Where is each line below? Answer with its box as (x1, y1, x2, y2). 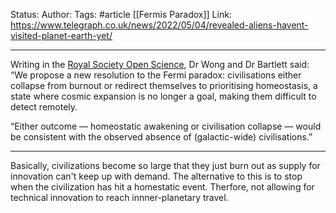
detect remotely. (10, 101, 78, 113)
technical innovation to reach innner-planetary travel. (10, 192, 229, 203)
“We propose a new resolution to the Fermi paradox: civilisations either (10, 69, 302, 81)
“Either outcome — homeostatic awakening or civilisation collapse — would (10, 120, 322, 132)
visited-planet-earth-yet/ (10, 30, 113, 41)
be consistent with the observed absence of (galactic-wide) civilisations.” (10, 131, 313, 143)
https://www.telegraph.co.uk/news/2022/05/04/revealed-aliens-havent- (10, 19, 309, 31)
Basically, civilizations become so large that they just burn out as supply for (10, 160, 321, 171)
